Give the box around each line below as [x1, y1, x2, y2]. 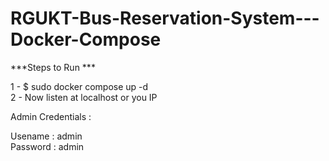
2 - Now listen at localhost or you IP [10, 91, 158, 103]
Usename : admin [10, 130, 83, 142]
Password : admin [10, 140, 85, 152]
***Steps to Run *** [10, 61, 96, 73]
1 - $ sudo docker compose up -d [10, 80, 149, 92]
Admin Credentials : [10, 110, 92, 122]
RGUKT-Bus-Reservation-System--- [10, 7, 320, 30]
